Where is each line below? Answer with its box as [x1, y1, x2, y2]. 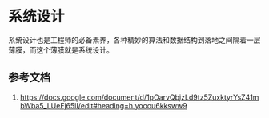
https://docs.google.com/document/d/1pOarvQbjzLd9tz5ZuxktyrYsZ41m [19, 92, 259, 102]
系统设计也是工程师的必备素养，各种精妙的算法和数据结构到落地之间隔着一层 [8, 35, 261, 45]
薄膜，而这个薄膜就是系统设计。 [8, 45, 114, 54]
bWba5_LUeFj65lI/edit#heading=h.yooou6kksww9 [19, 100, 188, 110]
